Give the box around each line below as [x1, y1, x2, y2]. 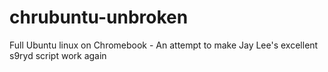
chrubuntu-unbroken [9, 6, 189, 29]
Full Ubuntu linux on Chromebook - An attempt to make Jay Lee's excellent [9, 39, 319, 51]
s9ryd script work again [9, 49, 107, 61]
